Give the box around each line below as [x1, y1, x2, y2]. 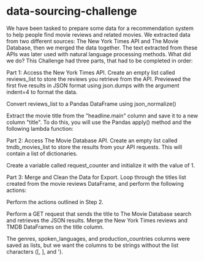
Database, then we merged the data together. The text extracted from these [6, 44, 198, 51]
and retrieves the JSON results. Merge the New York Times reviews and [6, 216, 188, 224]
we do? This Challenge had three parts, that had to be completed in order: [6, 57, 193, 64]
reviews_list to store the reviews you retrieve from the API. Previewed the [6, 75, 191, 83]
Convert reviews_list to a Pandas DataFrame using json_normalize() [6, 100, 176, 108]
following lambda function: [6, 125, 74, 132]
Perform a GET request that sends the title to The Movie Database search [6, 210, 192, 218]
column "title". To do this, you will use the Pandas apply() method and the [6, 118, 192, 126]
